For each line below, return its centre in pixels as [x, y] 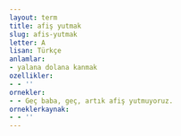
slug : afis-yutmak [43, 34]
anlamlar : [28, 59]
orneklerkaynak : [39, 109]
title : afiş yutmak [45, 26]
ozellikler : [31, 76]
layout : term [33, 17]
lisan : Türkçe [36, 51]
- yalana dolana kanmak [53, 68]
